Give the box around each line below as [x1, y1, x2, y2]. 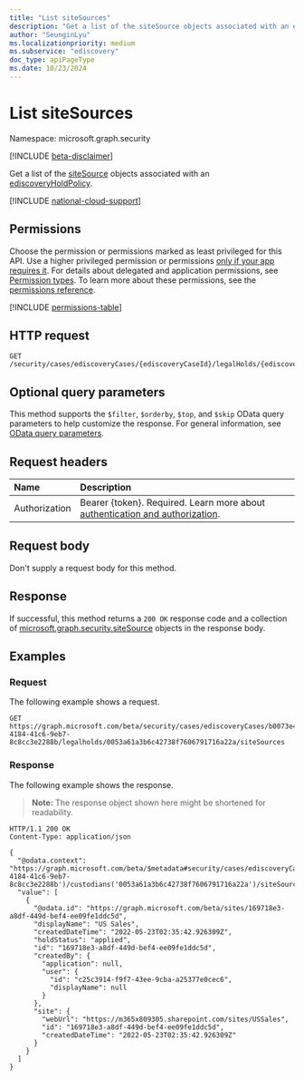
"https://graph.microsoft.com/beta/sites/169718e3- [86, 903, 285, 912]
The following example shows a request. [9, 696, 160, 707]
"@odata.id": [33, 903, 83, 912]
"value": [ [17, 888, 59, 897]
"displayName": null [49, 983, 128, 992]
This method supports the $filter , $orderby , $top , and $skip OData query [9, 409, 285, 420]
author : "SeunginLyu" [9, 30, 91, 39]
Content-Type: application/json [9, 832, 131, 842]
